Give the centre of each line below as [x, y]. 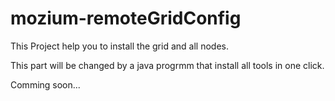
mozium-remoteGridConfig [126, 18]
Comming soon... [45, 84]
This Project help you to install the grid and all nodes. [119, 46]
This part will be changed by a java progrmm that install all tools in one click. [167, 65]
